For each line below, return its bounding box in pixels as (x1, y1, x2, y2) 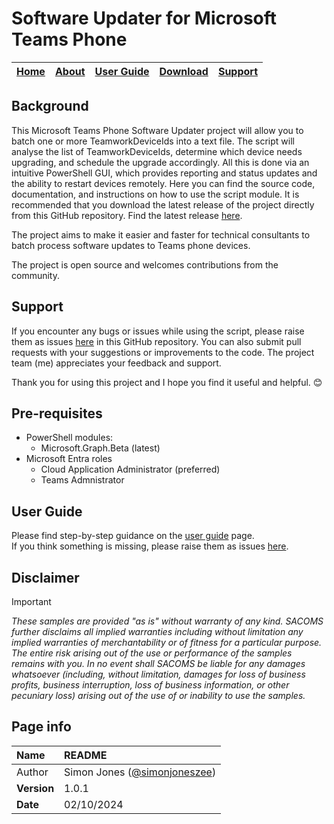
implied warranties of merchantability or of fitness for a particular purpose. (11, 637, 323, 648)
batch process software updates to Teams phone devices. (11, 239, 251, 251)
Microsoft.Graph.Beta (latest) (40, 442, 161, 454)
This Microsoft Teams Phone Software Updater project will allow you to (11, 124, 304, 136)
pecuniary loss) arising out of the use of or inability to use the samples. (11, 690, 306, 701)
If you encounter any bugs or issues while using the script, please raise (11, 325, 305, 337)
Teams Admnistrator (40, 474, 125, 486)
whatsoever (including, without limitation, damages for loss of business (11, 668, 306, 680)
